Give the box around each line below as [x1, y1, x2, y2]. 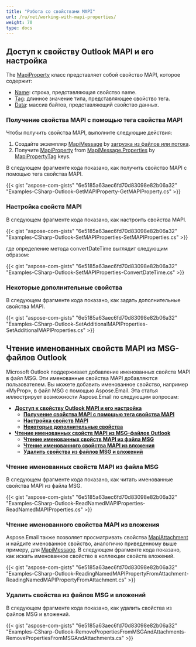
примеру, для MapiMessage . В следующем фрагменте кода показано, [6, 546, 181, 553]
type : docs [6, 25, 33, 31]
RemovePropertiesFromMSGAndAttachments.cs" [6, 634, 125, 641]
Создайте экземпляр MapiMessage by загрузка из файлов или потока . [14, 141, 190, 148]
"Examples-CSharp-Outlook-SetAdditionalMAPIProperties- [6, 320, 148, 327]
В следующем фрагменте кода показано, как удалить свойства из [6, 604, 172, 611]
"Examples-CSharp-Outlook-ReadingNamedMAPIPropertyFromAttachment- [6, 570, 189, 577]
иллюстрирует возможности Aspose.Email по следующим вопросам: [6, 393, 179, 400]
